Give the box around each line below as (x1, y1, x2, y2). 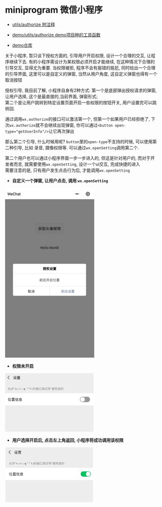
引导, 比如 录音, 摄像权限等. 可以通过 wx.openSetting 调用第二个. (13, 144, 140, 150)
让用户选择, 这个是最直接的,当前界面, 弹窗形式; (5, 93, 98, 99)
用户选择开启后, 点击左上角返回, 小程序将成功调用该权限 (12, 437, 124, 443)
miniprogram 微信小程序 (5, 4, 103, 16)
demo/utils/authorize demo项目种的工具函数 (12, 32, 101, 38)
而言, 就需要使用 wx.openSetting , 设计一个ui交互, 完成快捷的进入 (13, 161, 140, 167)
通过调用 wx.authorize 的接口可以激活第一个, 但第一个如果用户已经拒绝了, (5, 116, 150, 122)
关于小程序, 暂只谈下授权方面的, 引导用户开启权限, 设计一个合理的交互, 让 (5, 52, 151, 59)
